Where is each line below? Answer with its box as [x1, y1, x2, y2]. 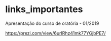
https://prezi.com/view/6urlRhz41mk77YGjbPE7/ [5, 30, 106, 36]
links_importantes [5, 4, 83, 15]
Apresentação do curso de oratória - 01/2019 [5, 20, 99, 26]
